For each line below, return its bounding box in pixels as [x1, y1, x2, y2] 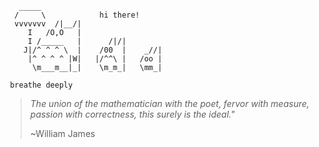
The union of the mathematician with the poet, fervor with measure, [29, 98, 310, 109]
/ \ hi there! [14, 10, 140, 20]
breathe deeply [9, 80, 73, 90]
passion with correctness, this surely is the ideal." [29, 108, 235, 120]
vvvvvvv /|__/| [14, 19, 82, 29]
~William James [29, 128, 96, 139]
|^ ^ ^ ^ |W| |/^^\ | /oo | [27, 54, 163, 64]
